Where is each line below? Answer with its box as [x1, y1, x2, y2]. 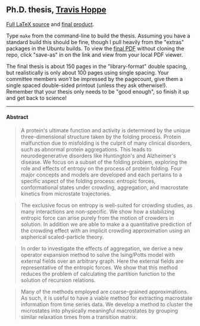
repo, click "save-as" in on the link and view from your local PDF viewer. [6, 51, 183, 58]
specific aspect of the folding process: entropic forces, [20, 178, 156, 185]
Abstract [6, 113, 29, 121]
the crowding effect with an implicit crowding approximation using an [20, 227, 190, 234]
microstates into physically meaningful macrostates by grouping [20, 307, 179, 315]
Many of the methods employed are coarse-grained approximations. [20, 288, 189, 296]
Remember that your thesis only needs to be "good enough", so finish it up [6, 88, 189, 95]
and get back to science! [6, 94, 67, 101]
